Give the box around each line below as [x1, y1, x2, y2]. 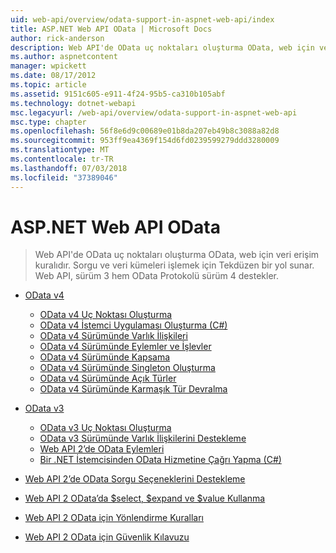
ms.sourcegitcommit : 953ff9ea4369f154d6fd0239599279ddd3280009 [10, 136, 280, 146]
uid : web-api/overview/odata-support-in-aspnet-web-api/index [10, 14, 275, 25]
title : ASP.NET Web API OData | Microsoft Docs [10, 24, 213, 34]
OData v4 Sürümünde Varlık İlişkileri [39, 330, 188, 342]
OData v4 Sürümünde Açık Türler [39, 372, 177, 385]
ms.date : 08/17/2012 [10, 71, 97, 81]
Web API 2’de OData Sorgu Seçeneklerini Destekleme [24, 473, 246, 485]
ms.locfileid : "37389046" [10, 172, 118, 183]
